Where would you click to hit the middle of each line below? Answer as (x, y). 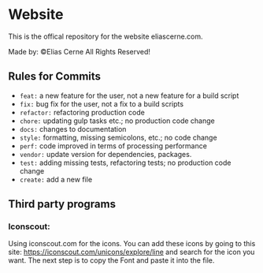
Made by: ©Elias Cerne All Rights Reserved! (80, 51)
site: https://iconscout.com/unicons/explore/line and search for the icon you (131, 252)
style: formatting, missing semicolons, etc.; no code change (119, 137)
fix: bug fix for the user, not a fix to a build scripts (101, 103)
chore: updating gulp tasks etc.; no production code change (117, 121)
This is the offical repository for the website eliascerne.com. (106, 36)
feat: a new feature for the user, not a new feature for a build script (129, 95)
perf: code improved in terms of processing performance (113, 146)
